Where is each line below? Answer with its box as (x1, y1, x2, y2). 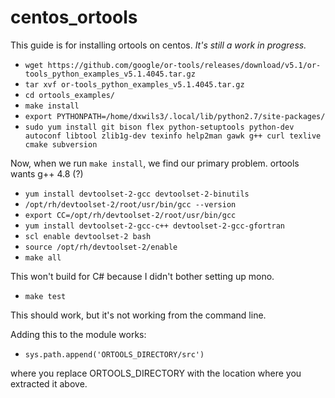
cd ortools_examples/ (24, 90, 115, 100)
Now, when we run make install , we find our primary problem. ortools (10, 157, 300, 169)
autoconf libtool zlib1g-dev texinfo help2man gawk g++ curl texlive (24, 131, 322, 141)
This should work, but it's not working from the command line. (10, 309, 267, 321)
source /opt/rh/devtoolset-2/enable (24, 242, 178, 252)
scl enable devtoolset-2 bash (24, 231, 152, 241)
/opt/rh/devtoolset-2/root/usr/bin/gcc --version (24, 199, 237, 210)
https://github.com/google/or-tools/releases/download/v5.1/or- (47, 60, 322, 70)
